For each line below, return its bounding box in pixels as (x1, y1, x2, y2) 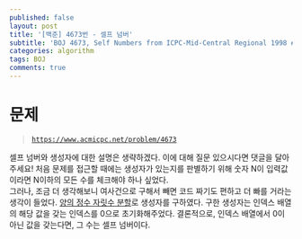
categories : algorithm (9, 47, 94, 56)
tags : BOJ (9, 55, 47, 64)
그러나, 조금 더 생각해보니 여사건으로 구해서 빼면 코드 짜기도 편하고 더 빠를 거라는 (9, 185, 292, 196)
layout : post (9, 22, 58, 31)
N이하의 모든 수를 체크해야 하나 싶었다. (32, 174, 169, 185)
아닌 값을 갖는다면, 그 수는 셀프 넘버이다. (9, 219, 151, 230)
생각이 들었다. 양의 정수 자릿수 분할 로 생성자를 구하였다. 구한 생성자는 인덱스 (9, 197, 276, 208)
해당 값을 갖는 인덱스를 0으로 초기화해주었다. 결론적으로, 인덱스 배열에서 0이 (18, 208, 286, 218)
